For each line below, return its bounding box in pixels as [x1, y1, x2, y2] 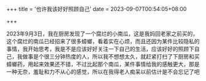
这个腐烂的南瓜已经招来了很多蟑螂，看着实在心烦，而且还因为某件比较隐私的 [6, 38, 200, 44]
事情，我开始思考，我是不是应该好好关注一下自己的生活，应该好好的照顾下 [6, 45, 194, 52]
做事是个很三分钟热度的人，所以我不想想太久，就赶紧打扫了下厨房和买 [22, 53, 200, 60]
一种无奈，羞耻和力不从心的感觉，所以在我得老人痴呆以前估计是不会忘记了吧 [6, 68, 200, 75]
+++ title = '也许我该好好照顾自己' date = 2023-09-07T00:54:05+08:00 [6, 5, 187, 12]
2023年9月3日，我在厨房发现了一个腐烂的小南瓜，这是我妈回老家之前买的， [6, 30, 198, 37]
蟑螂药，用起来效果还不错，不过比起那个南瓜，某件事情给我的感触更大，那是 [6, 60, 200, 68]
